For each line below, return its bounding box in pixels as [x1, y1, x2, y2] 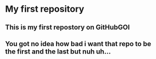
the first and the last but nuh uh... [5, 47, 111, 56]
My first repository [5, 3, 84, 15]
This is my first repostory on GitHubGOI [5, 23, 130, 31]
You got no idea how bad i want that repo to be [5, 39, 152, 48]
